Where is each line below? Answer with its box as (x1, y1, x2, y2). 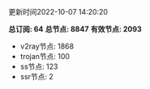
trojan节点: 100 (19, 52, 71, 61)
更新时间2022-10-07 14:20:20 (8, 7, 108, 16)
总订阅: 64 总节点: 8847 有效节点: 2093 (8, 24, 142, 34)
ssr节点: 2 (19, 72, 54, 81)
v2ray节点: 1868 (19, 41, 75, 51)
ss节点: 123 (19, 61, 58, 71)
